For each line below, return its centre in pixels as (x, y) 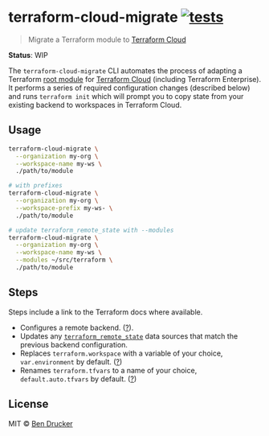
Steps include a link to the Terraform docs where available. (106, 312)
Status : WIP (28, 55)
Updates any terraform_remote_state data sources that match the (129, 336)
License (29, 404)
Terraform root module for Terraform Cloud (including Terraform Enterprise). (135, 79)
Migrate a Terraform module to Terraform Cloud (107, 39)
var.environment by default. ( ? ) (71, 361)
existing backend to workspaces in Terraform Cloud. (95, 105)
